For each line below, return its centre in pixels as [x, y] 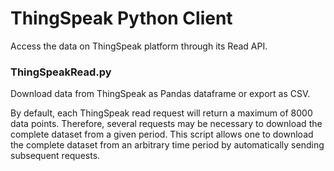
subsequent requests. [55, 156]
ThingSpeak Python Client [121, 18]
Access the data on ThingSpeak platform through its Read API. [139, 46]
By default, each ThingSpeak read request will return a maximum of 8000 [161, 113]
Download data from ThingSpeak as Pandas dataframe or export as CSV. [160, 94]
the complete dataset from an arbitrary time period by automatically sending [167, 145]
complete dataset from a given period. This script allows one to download [162, 134]
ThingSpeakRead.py [61, 72]
